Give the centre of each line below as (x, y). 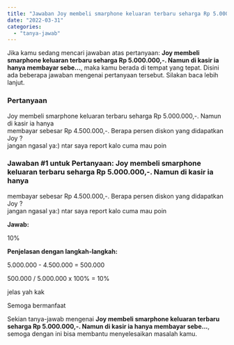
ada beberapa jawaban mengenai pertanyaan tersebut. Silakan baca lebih (113, 75)
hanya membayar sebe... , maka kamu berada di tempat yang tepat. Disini (113, 68)
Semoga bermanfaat (37, 305)
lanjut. (16, 83)
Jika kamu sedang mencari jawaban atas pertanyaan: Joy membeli (103, 53)
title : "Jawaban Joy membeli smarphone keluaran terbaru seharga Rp (109, 14)
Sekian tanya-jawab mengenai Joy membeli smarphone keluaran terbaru (114, 319)
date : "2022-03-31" (36, 20)
